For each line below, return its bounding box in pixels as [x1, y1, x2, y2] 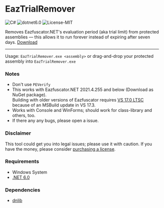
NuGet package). [12, 92, 47, 98]
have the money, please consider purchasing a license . [5, 146, 116, 152]
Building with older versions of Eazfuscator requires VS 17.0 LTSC [12, 97, 144, 103]
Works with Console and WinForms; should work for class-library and [12, 107, 152, 113]
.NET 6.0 [12, 174, 30, 180]
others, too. [12, 113, 36, 119]
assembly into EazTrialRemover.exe [5, 58, 76, 64]
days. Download [5, 39, 38, 45]
